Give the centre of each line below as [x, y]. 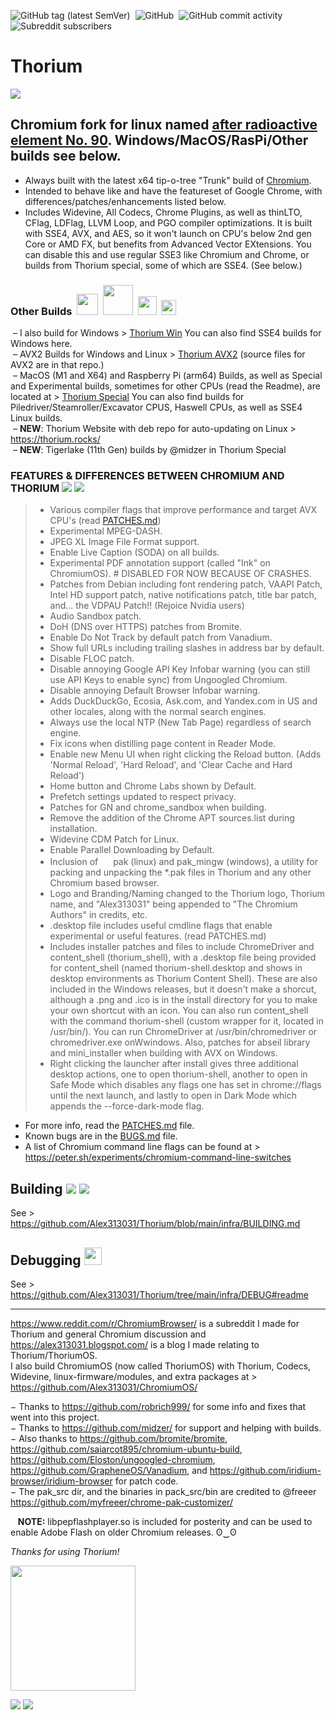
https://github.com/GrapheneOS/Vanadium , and [109, 1470]
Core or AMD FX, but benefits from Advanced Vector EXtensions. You [168, 244]
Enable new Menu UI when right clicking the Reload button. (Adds [185, 754]
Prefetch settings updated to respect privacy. [143, 797]
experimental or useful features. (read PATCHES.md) [158, 936]
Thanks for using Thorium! [65, 1551]
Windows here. [41, 344]
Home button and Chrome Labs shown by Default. [153, 786]
